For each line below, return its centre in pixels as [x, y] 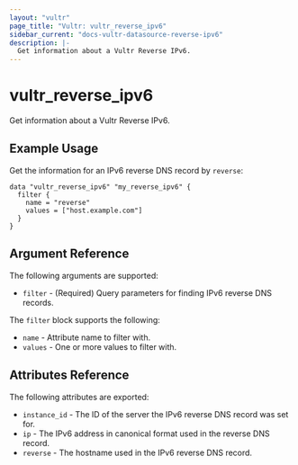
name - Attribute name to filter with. [86, 337]
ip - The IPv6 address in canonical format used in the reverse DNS [146, 434]
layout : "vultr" [40, 18]
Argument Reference [69, 254]
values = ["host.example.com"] [84, 210]
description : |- [40, 43]
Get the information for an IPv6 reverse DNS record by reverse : [126, 170]
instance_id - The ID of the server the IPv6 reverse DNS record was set [155, 414]
